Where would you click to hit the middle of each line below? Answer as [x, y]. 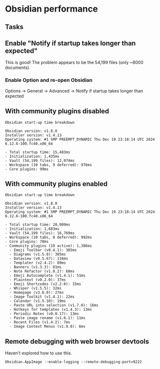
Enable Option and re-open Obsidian [49, 80]
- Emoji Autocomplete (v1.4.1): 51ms [48, 276]
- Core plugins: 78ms [27, 242]
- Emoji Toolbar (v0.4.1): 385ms [43, 250]
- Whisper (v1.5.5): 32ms [36, 289]
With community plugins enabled [56, 184]
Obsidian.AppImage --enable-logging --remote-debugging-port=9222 [73, 362]
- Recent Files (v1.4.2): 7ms [40, 322]
